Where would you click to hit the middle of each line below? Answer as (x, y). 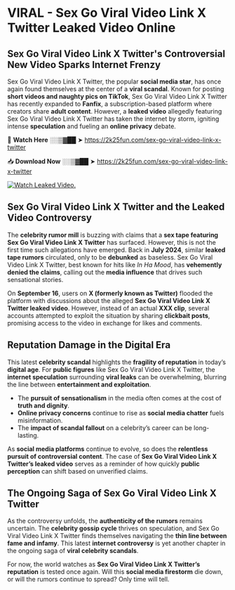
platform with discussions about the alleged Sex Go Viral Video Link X (109, 300)
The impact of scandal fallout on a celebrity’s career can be (105, 428)
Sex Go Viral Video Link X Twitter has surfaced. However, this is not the (112, 242)
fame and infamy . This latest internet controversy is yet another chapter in (116, 543)
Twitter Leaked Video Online (92, 28)
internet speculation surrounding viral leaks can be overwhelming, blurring (117, 377)
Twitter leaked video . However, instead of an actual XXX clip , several (108, 308)
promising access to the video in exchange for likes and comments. (105, 323)
